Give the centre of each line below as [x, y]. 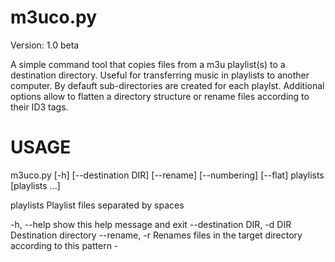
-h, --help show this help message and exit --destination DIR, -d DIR [151, 224]
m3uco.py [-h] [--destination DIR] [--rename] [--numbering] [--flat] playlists [167, 175]
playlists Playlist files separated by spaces [97, 205]
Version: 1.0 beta [45, 45]
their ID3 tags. [39, 107]
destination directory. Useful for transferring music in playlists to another [160, 75]
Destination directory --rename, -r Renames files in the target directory [156, 235]
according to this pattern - [64, 245]
